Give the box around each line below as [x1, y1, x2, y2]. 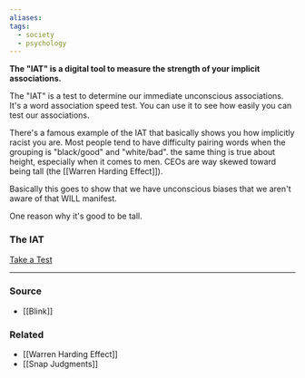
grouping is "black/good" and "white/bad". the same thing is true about [9, 147, 275, 158]
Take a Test [9, 254, 53, 265]
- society [17, 30, 54, 39]
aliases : [9, 13, 43, 23]
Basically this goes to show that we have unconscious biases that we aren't [9, 183, 291, 195]
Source [9, 285, 43, 297]
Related [9, 328, 44, 341]
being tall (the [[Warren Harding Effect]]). [9, 166, 163, 177]
